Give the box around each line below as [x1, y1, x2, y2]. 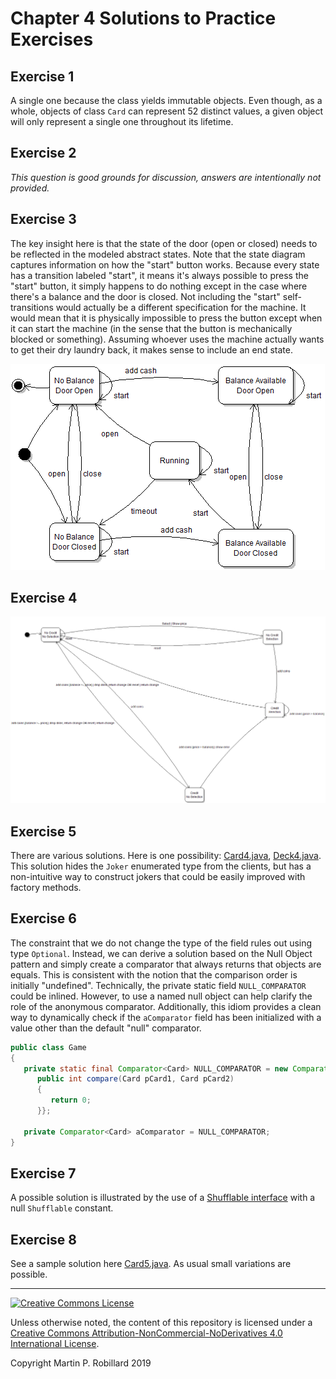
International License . [10, 1338, 100, 1350]
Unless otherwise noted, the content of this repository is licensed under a [10, 1317, 313, 1329]
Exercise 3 [10, 211, 77, 228]
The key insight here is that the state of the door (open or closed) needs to [10, 237, 318, 249]
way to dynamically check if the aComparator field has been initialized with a [10, 1011, 322, 1023]
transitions [10, 301, 54, 313]
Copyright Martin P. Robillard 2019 [10, 1357, 152, 1369]
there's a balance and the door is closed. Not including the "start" [10, 290, 281, 302]
